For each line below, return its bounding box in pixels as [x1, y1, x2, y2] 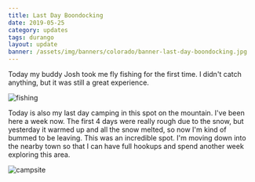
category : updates [8, 26, 68, 34]
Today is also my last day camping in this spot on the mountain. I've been [8, 108, 245, 118]
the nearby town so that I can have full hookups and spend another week [8, 142, 245, 151]
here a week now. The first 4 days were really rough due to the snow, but [8, 117, 245, 126]
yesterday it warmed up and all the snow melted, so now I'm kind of [8, 125, 227, 134]
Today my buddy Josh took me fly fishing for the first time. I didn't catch [8, 70, 242, 78]
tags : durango [8, 33, 55, 42]
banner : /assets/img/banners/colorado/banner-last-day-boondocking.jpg [8, 48, 247, 56]
